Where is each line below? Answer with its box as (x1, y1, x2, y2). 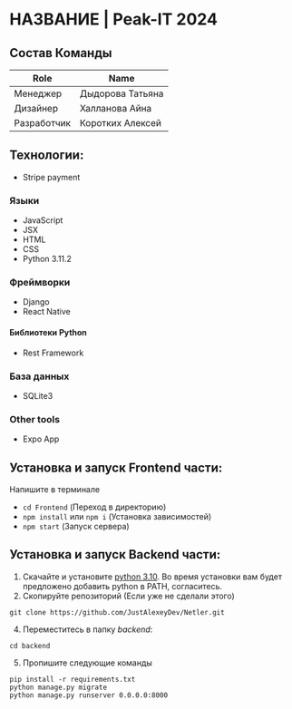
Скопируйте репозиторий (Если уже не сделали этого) (22, 590, 236, 601)
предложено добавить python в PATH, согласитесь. (22, 580, 223, 591)
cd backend (9, 641, 51, 650)
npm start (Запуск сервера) (22, 521, 130, 532)
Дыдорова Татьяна (79, 87, 164, 100)
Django (22, 296, 50, 307)
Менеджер (14, 87, 63, 100)
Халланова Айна (79, 102, 152, 114)
